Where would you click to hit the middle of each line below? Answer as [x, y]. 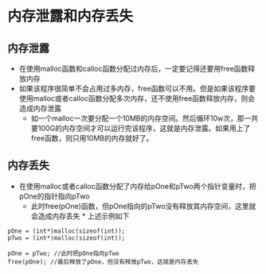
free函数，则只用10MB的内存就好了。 [92, 138]
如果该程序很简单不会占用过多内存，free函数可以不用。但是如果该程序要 [137, 89]
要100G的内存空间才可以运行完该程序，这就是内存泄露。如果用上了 [141, 128]
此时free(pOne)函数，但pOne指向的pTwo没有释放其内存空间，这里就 [143, 206]
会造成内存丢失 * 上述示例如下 [80, 216]
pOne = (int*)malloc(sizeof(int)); [66, 231]
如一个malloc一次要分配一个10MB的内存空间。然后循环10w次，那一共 [145, 118]
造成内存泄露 [40, 108]
